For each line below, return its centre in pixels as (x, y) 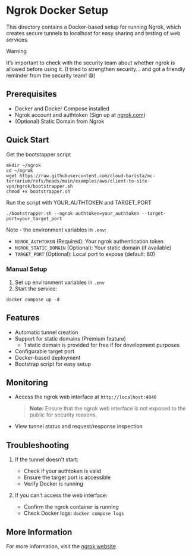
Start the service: (36, 288)
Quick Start (28, 140)
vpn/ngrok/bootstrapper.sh (40, 186)
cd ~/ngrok (20, 171)
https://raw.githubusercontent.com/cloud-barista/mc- (87, 176)
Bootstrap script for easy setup (53, 364)
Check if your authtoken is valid (62, 471)
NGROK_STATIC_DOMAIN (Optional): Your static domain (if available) (93, 248)
